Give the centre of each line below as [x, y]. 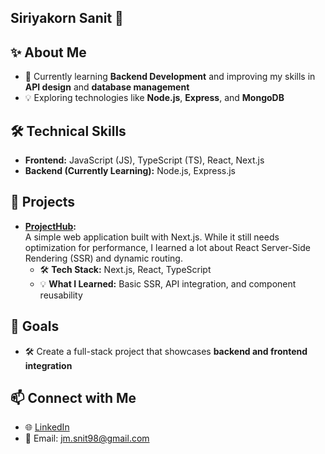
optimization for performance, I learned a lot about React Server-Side [167, 247]
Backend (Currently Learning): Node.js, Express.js [130, 171]
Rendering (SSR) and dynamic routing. [103, 258]
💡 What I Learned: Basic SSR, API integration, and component [168, 283]
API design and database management [107, 87]
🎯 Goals [35, 326]
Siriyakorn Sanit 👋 [67, 18]
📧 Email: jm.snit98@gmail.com [87, 438]
